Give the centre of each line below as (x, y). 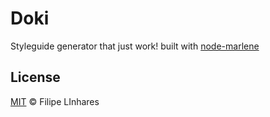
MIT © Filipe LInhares (55, 101)
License (35, 77)
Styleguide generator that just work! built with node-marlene (135, 46)
